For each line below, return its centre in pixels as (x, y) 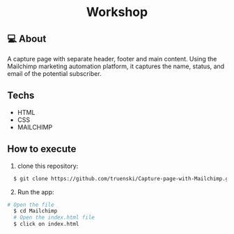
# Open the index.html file (54, 218)
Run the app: (36, 192)
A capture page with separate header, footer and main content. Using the (112, 59)
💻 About (27, 39)
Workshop (117, 12)
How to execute (42, 149)
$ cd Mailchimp (36, 211)
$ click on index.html (46, 224)
